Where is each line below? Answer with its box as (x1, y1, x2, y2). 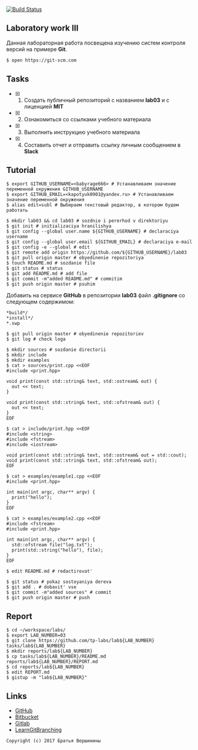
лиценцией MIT (23, 102, 64, 110)
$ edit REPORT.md (6, 669, 50, 675)
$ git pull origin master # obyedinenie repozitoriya (6, 255, 144, 261)
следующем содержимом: (6, 298, 75, 306)
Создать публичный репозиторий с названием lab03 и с (23, 96, 170, 104)
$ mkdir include (6, 352, 47, 358)
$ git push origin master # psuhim (6, 281, 96, 288)
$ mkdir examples (6, 358, 50, 364)
